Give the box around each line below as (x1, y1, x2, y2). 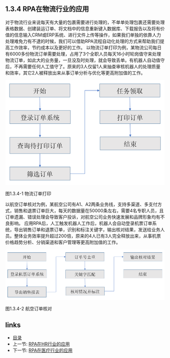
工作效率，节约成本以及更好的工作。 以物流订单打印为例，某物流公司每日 (9, 44, 162, 51)
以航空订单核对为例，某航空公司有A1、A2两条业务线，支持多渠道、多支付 (5, 201, 158, 207)
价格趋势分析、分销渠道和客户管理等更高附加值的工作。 (5, 239, 120, 245)
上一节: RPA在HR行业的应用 (12, 341, 70, 347)
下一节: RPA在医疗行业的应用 (12, 347, 73, 353)
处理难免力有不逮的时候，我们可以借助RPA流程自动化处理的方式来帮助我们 (5, 38, 160, 44)
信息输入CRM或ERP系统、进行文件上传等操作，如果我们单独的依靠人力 (14, 32, 161, 38)
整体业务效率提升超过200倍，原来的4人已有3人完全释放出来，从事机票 (14, 233, 161, 239)
